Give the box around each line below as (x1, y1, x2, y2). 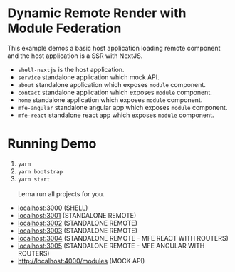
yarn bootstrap (17, 168, 63, 176)
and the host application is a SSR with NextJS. (7, 51, 143, 60)
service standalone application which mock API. (17, 73, 160, 81)
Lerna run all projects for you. (17, 189, 105, 198)
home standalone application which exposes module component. (17, 95, 203, 104)
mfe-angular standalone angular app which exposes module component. (17, 103, 228, 111)
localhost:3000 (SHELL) (17, 203, 88, 212)
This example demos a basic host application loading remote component (7, 44, 221, 52)
